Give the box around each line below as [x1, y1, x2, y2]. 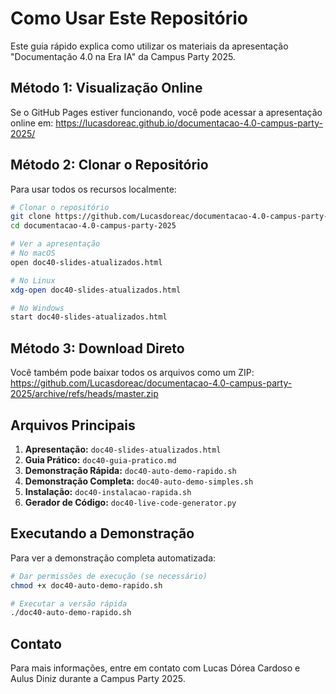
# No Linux [10, 275, 56, 286]
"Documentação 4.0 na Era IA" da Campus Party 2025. [10, 50, 236, 62]
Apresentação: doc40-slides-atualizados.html [24, 443, 222, 455]
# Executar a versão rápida [10, 598, 128, 609]
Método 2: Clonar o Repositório [10, 157, 209, 174]
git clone [10, 212, 52, 222]
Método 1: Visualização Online [10, 80, 203, 97]
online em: [10, 117, 54, 129]
